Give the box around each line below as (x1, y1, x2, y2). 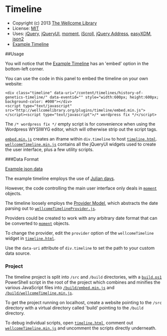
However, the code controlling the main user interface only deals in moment (5, 185, 157, 191)
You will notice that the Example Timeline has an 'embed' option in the (5, 60, 149, 66)
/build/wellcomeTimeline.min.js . (5, 290, 74, 296)
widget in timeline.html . (5, 235, 56, 241)
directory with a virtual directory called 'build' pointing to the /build (5, 305, 144, 311)
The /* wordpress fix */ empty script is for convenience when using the (5, 121, 156, 127)
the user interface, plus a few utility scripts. (5, 146, 94, 153)
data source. (5, 250, 31, 256)
